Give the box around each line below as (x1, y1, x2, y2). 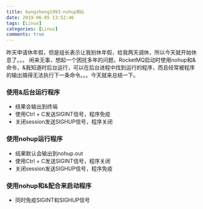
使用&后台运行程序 (6, 88, 60, 97)
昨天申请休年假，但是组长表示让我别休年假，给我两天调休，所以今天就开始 (6, 49, 192, 56)
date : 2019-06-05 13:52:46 (6, 15, 74, 21)
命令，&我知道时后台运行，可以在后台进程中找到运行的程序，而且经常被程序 (6, 64, 195, 71)
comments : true (6, 32, 45, 38)
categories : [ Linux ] (6, 25, 59, 32)
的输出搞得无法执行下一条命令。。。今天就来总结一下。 (6, 71, 139, 79)
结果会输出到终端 (14, 103, 58, 110)
